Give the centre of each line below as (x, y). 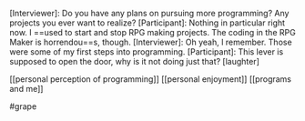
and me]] (26, 89)
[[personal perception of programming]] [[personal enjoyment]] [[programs (150, 79)
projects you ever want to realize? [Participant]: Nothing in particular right (147, 23)
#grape (23, 106)
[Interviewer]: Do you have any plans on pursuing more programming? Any (149, 13)
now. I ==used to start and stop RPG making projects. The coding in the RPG (152, 32)
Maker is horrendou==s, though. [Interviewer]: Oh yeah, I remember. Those (151, 42)
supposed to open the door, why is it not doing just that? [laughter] (134, 61)
